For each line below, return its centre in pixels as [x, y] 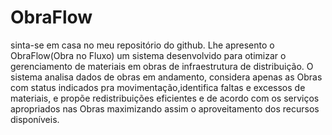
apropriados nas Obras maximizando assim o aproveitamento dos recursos [165, 108]
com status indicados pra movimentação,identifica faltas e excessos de [158, 87]
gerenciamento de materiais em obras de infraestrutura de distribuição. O [162, 66]
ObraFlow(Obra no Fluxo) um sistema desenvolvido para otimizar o [148, 55]
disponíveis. [35, 119]
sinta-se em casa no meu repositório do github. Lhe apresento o [142, 45]
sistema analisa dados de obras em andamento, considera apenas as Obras [166, 77]
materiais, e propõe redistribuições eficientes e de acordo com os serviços [165, 98]
